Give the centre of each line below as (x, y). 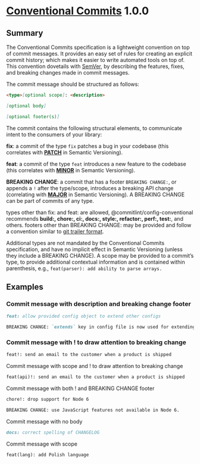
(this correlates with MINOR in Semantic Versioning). (71, 170)
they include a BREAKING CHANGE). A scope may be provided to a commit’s (100, 255)
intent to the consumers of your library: (54, 134)
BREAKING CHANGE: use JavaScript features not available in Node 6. (93, 410)
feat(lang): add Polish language (48, 454)
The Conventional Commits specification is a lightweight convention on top (98, 47)
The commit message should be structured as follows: (73, 84)
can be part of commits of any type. (50, 200)
